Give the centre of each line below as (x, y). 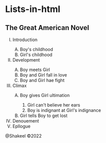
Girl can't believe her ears (54, 105)
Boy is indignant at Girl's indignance (64, 110)
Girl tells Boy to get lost (44, 115)
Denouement (26, 121)
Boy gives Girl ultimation (45, 95)
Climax (19, 85)
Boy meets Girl (35, 69)
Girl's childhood (36, 54)
